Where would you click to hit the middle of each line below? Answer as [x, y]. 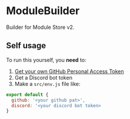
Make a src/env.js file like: [47, 84]
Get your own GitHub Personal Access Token [69, 71]
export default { [27, 95]
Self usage [26, 46]
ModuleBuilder [43, 11]
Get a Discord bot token [43, 77]
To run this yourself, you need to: [46, 59]
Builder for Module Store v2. [40, 27]
